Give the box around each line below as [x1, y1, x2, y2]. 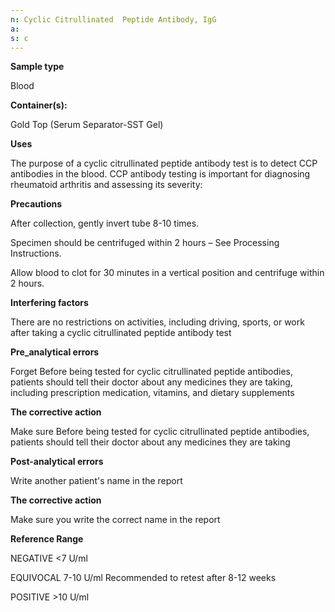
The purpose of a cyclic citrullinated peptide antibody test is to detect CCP [10, 157, 318, 170]
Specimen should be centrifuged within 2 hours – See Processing [10, 237, 280, 249]
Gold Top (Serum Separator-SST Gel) [10, 119, 164, 131]
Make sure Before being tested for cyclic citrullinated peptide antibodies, [10, 426, 310, 438]
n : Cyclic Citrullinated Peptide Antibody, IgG [10, 14, 217, 25]
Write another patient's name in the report [10, 475, 183, 487]
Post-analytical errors [10, 456, 104, 468]
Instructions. [10, 247, 62, 260]
